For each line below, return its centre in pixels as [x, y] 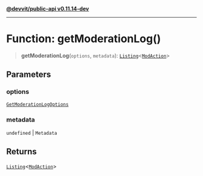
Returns [22, 152]
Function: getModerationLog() [84, 39]
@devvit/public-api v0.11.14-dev [48, 9]
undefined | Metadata [32, 132]
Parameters [29, 75]
